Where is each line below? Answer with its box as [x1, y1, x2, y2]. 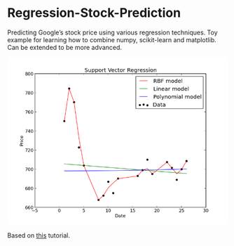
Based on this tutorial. [7, 231, 71, 240]
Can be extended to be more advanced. [7, 43, 123, 51]
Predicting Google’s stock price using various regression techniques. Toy [7, 28, 219, 37]
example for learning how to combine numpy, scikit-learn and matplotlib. [7, 35, 216, 44]
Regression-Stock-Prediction [7, 5, 181, 21]
